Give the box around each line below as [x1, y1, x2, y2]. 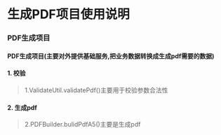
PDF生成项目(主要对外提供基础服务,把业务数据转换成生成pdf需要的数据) [7, 52, 215, 60]
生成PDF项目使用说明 [7, 6, 130, 22]
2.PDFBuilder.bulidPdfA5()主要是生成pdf [24, 120, 141, 129]
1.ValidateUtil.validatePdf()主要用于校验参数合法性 [24, 85, 168, 94]
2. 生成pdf [7, 103, 37, 112]
